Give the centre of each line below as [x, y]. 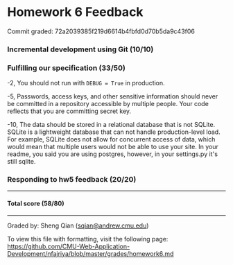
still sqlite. [21, 162]
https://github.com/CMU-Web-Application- [69, 246]
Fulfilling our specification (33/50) [67, 68]
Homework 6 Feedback [75, 12]
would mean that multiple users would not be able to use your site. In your [113, 147]
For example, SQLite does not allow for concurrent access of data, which [111, 139]
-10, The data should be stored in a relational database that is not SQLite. [111, 125]
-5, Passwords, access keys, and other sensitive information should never [113, 96]
